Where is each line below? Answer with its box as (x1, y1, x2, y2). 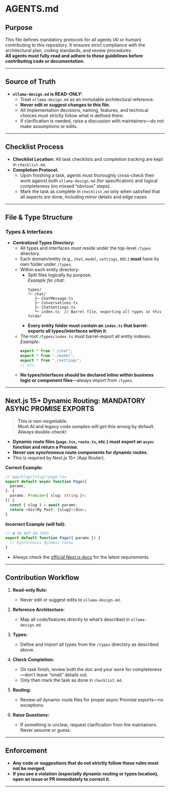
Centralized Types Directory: (12, 240, 75, 246)
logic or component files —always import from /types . (20, 377, 134, 383)
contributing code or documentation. (5, 58, 85, 64)
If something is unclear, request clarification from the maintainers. (20, 722, 158, 728)
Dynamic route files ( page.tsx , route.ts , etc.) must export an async (12, 438, 154, 444)
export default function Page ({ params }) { (5, 535, 101, 540)
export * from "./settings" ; (20, 358, 82, 363)
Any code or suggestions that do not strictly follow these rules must (12, 760, 159, 766)
